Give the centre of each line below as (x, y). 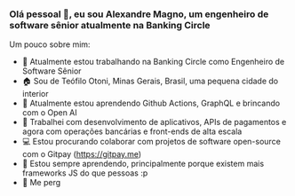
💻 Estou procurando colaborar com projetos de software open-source (151, 142)
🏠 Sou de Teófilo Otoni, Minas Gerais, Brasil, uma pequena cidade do (150, 81)
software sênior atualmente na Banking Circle (110, 25)
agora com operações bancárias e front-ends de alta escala (132, 131)
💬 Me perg (41, 183)
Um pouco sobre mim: (50, 44)
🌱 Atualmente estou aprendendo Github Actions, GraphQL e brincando (151, 103)
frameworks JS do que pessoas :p (85, 173)
